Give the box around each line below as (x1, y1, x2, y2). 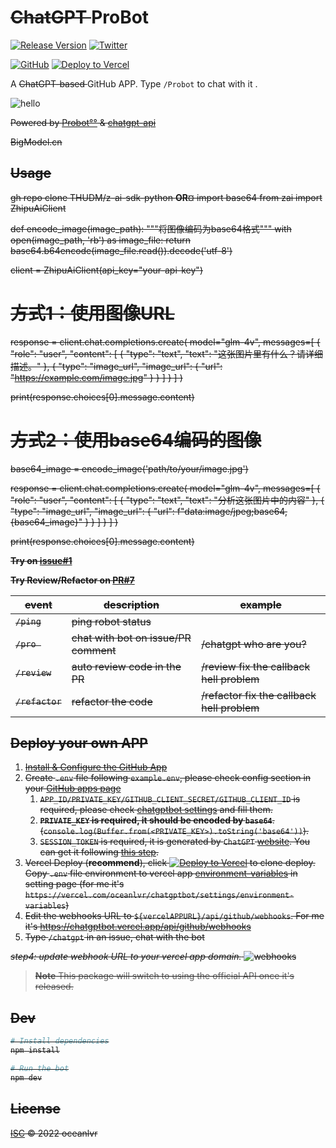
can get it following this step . (39, 846, 159, 858)
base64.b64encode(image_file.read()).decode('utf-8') (10, 244, 233, 256)
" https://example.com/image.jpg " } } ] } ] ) (10, 371, 183, 383)
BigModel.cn (10, 136, 63, 148)
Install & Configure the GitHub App (24, 761, 168, 773)
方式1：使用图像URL (10, 302, 175, 325)
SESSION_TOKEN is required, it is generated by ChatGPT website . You (39, 836, 311, 848)
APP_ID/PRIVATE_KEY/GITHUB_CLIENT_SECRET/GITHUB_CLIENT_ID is (39, 793, 301, 805)
